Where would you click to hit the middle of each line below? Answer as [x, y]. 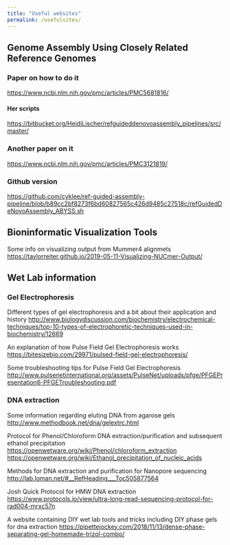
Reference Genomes [52, 58]
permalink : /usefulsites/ [44, 20]
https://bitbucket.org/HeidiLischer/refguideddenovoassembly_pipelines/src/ [114, 123]
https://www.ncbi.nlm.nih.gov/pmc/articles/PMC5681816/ [88, 93]
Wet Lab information [52, 278]
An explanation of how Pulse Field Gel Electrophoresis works [93, 348]
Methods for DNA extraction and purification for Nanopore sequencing [107, 471]
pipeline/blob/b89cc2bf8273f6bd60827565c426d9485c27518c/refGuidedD [115, 204]
